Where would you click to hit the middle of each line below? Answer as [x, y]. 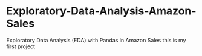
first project [21, 46]
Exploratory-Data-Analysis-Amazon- [101, 11]
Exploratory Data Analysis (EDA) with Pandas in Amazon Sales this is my [96, 40]
